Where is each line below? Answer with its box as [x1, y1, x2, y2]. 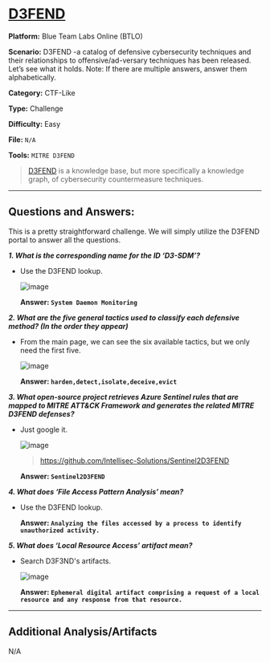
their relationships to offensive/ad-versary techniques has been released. [8, 55, 252, 65]
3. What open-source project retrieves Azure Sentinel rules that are [8, 392, 239, 401]
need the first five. [19, 345, 81, 355]
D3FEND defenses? [8, 409, 75, 418]
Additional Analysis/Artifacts [8, 625, 157, 639]
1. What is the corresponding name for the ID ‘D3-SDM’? [8, 250, 201, 260]
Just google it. [19, 425, 68, 434]
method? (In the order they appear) [8, 321, 129, 331]
